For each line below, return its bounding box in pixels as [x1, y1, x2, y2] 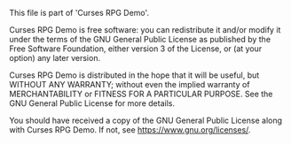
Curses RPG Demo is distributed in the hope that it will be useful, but [9, 70, 260, 80]
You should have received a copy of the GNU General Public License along [9, 115, 282, 125]
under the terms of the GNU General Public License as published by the [9, 34, 271, 44]
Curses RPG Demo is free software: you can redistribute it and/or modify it [9, 25, 281, 34]
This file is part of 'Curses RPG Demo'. [9, 8, 149, 18]
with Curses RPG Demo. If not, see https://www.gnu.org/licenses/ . [9, 125, 251, 135]
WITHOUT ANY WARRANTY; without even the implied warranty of [9, 80, 250, 89]
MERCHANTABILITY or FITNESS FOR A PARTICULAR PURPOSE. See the [9, 88, 273, 99]
